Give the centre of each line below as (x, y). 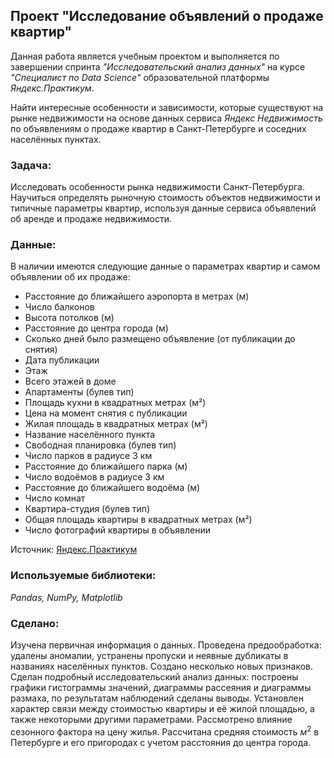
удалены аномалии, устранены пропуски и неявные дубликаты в (149, 655)
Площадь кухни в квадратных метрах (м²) (115, 403)
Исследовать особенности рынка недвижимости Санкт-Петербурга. (157, 187)
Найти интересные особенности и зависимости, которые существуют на (167, 107)
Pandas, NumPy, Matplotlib (66, 597)
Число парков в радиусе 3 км (88, 456)
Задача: (31, 165)
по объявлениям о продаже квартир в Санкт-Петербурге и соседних (158, 128)
